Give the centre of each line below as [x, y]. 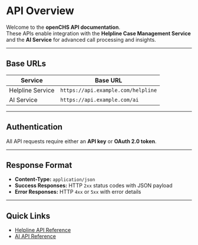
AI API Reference [35, 236]
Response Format [39, 165]
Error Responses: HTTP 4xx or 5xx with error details [78, 192]
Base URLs [26, 64]
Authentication [34, 127]
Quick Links [28, 216]
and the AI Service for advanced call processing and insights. [81, 39]
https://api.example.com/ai [99, 100]
